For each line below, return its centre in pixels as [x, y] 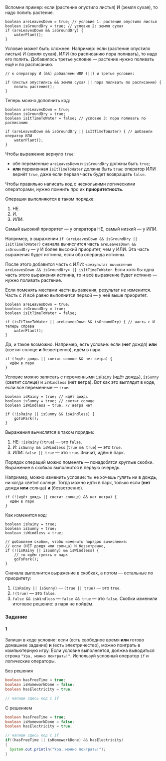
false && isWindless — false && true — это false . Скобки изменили [85, 598]
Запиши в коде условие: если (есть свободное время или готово [75, 640]
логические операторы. [31, 661]
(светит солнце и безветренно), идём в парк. [53, 349]
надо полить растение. [29, 13]
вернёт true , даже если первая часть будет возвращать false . [79, 174]
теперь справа [20, 326]
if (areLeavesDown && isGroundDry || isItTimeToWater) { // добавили [79, 132]
